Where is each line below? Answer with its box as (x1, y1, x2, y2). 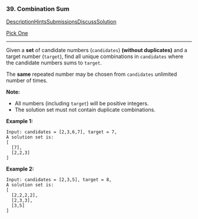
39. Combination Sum (6, 5, 70, 13)
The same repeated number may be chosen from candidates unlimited (6, 70, 177, 78)
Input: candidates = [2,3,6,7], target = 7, (6, 129, 117, 135)
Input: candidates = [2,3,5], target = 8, (6, 177, 112, 183)
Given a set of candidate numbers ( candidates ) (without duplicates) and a (6, 47, 187, 54)
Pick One (6, 30, 28, 37)
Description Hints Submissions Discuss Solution (6, 18, 117, 25)
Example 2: (6, 165, 34, 173)
